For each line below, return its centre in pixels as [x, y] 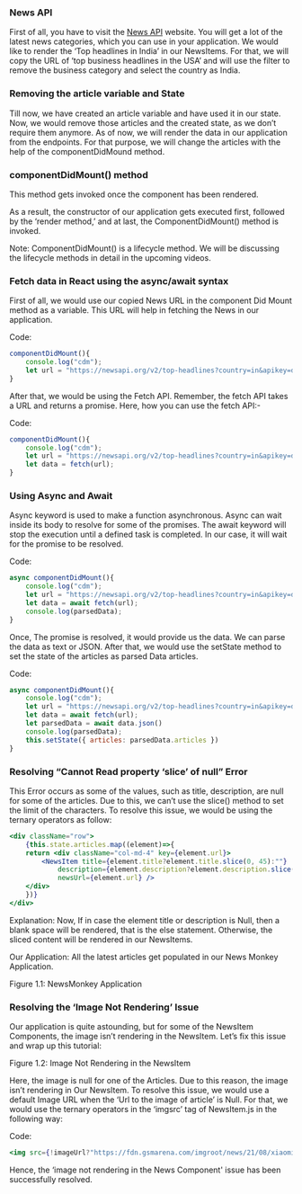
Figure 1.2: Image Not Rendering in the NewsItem [100, 1064]
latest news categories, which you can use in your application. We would [144, 41]
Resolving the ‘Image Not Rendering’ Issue [104, 1007]
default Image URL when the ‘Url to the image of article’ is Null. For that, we [149, 1100]
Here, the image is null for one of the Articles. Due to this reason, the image [149, 1081]
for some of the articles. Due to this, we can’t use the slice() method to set [147, 800]
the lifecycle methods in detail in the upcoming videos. [110, 257]
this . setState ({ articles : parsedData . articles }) [122, 740]
